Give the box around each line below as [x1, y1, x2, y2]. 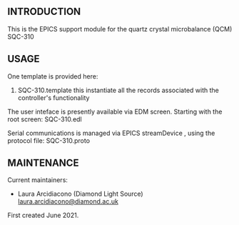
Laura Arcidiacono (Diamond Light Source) [17, 189, 144, 199]
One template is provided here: [7, 71, 98, 81]
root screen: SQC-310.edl [7, 114, 82, 124]
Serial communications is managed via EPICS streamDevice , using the [7, 129, 215, 137]
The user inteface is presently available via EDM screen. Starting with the [7, 107, 223, 116]
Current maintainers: [7, 176, 68, 184]
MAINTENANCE [7, 157, 79, 169]
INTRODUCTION [7, 6, 81, 18]
